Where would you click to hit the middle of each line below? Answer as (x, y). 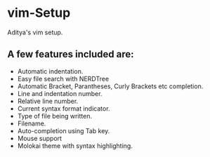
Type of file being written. (55, 116)
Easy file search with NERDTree (63, 78)
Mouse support (39, 138)
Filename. (32, 123)
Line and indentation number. (60, 93)
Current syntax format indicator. (64, 108)
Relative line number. (48, 101)
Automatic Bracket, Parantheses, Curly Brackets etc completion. (110, 86)
